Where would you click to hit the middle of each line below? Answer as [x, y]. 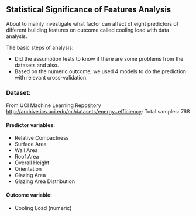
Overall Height [32, 163]
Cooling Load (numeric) [43, 208]
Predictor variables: [31, 125]
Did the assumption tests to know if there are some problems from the [99, 58]
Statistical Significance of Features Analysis [89, 10]
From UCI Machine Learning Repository [54, 105]
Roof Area [27, 157]
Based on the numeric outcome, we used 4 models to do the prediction [100, 71]
